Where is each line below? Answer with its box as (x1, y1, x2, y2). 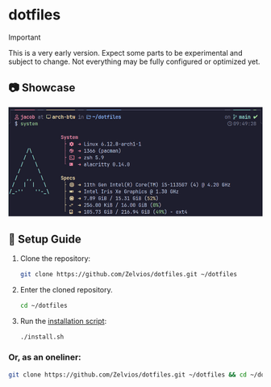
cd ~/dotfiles (19, 301, 68, 310)
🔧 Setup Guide (8, 232, 82, 246)
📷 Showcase (8, 81, 76, 95)
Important (8, 32, 41, 42)
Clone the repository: (19, 254, 91, 263)
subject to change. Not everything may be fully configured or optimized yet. (8, 57, 261, 66)
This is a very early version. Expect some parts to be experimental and (8, 48, 243, 57)
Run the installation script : (19, 317, 107, 326)
